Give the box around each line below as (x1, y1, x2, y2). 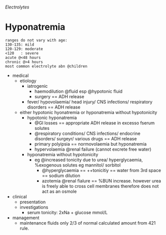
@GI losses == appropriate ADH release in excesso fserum (34, 119, 155, 126)
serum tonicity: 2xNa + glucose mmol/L (27, 209, 108, 215)
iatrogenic (27, 83, 48, 89)
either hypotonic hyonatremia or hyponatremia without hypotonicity (19, 109, 158, 115)
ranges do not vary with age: (5, 38, 68, 43)
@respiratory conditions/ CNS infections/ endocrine (34, 130, 141, 136)
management (12, 215, 40, 221)
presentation (19, 199, 46, 205)
